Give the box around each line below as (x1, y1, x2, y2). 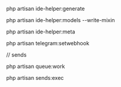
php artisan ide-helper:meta (6, 28, 75, 35)
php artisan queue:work (6, 63, 65, 70)
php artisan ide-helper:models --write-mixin (6, 17, 115, 23)
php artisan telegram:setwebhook (6, 40, 90, 46)
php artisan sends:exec (6, 74, 64, 81)
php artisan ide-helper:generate (6, 5, 85, 12)
